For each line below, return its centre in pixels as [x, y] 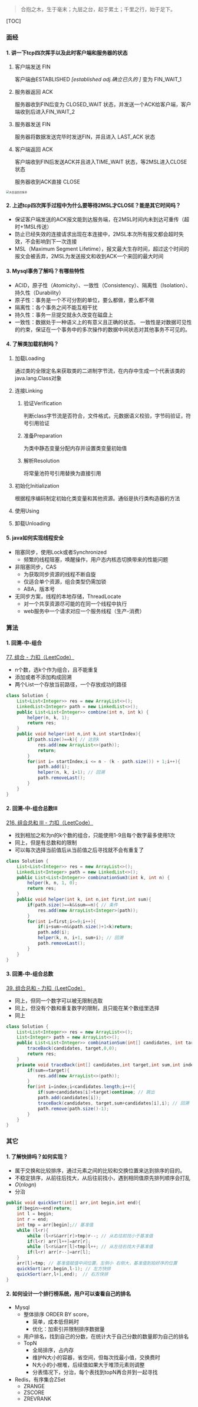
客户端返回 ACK [34, 149]
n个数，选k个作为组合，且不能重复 [56, 670]
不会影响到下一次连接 [51, 242]
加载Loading [30, 358]
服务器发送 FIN [33, 124]
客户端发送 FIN [33, 67]
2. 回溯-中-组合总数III [32, 808]
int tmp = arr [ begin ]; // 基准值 [55, 1225]
